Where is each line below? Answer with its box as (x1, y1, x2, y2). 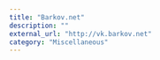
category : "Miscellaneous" (9, 37, 109, 47)
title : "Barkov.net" (9, 12, 86, 22)
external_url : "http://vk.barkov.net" (9, 29, 152, 38)
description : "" (9, 21, 69, 30)
